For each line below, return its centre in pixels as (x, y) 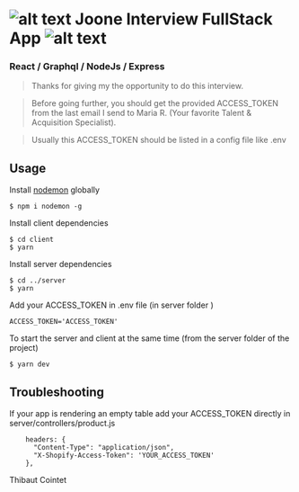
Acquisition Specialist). (74, 122)
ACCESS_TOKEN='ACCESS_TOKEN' (64, 322)
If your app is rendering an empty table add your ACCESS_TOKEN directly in (150, 414)
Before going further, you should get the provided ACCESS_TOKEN (155, 103)
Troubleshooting (57, 392)
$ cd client (31, 240)
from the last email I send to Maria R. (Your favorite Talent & (141, 113)
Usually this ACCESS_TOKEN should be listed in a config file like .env (159, 140)
